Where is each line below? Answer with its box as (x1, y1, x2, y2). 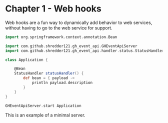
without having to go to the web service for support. (5, 24, 112, 30)
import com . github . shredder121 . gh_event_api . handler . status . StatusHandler (5, 48, 164, 53)
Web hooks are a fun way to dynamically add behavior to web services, (5, 19, 152, 25)
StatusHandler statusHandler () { (14, 71, 84, 76)
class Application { (5, 57, 48, 62)
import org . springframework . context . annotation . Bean (5, 34, 117, 39)
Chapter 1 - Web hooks (5, 3, 101, 14)
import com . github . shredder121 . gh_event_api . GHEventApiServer (5, 43, 137, 48)
